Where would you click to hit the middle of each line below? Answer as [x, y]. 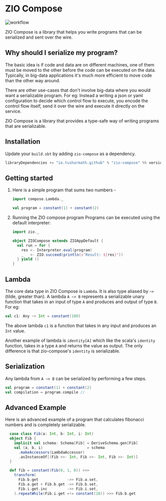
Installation [23, 142]
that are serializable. [26, 126]
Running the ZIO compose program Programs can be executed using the [86, 218]
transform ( [25, 475]
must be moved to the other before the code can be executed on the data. [81, 70]
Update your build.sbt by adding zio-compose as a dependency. [70, 154]
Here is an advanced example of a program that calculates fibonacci [75, 420]
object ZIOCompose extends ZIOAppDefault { [58, 241]
